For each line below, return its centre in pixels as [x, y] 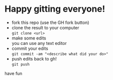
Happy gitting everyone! [55, 9]
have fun [13, 73]
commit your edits [30, 48]
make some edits [29, 38]
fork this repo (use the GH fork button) [50, 22]
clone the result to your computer [45, 27]
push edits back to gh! [34, 59]
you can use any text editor [39, 43]
